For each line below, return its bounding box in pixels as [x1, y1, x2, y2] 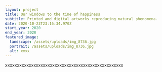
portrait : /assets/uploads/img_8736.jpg [9, 44, 94, 49]
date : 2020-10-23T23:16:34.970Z [5, 21, 72, 26]
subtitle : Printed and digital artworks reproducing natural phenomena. [5, 16, 158, 21]
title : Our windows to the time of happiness [5, 12, 100, 17]
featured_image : [5, 35, 39, 40]
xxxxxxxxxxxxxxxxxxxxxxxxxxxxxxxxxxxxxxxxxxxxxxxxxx [5, 62, 123, 68]
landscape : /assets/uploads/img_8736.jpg [9, 39, 96, 44]
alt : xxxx [9, 48, 30, 53]
